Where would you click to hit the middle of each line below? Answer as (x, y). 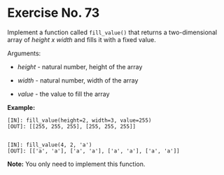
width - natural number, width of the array (78, 80)
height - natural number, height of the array (80, 66)
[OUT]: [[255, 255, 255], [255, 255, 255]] (72, 126)
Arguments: (24, 53)
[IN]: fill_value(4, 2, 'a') (50, 145)
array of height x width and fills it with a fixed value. (82, 39)
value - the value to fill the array (63, 94)
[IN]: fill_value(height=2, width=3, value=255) (79, 120)
